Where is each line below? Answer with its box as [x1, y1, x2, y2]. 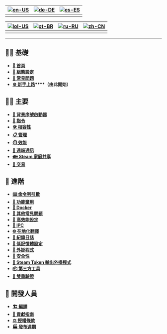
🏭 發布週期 [12, 324, 36, 330]
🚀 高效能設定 [12, 217, 39, 223]
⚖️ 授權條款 [12, 318, 35, 324]
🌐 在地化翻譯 [12, 228, 39, 234]
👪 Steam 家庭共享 [12, 153, 51, 159]
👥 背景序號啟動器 [12, 111, 47, 117]
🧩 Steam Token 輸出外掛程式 [12, 259, 72, 265]
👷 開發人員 [5, 289, 37, 298]
